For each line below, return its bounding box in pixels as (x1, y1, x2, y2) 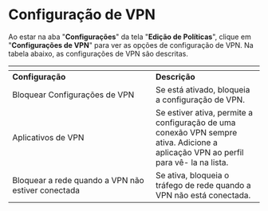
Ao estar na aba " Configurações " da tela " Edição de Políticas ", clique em (8, 32, 251, 41)
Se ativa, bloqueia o (155, 170, 230, 181)
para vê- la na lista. (155, 157, 229, 168)
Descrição (155, 71, 195, 82)
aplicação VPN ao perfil (155, 147, 244, 158)
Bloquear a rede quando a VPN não (12, 174, 145, 186)
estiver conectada (12, 185, 80, 196)
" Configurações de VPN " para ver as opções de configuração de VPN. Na (8, 40, 254, 49)
